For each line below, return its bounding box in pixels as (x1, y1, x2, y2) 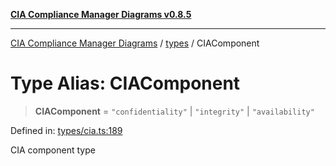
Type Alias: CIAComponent (10, 72, 241, 95)
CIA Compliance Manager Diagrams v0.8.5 (10, 9, 192, 20)
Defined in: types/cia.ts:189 (10, 124, 123, 136)
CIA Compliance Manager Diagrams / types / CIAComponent (10, 37, 260, 49)
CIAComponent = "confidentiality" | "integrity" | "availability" (34, 105, 315, 117)
